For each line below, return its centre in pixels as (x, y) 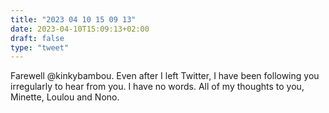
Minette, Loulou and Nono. (65, 97)
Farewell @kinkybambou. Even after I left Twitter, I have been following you (165, 76)
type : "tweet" (40, 47)
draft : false (37, 38)
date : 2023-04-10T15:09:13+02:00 (80, 29)
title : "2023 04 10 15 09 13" (73, 19)
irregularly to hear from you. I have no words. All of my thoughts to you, (157, 87)
